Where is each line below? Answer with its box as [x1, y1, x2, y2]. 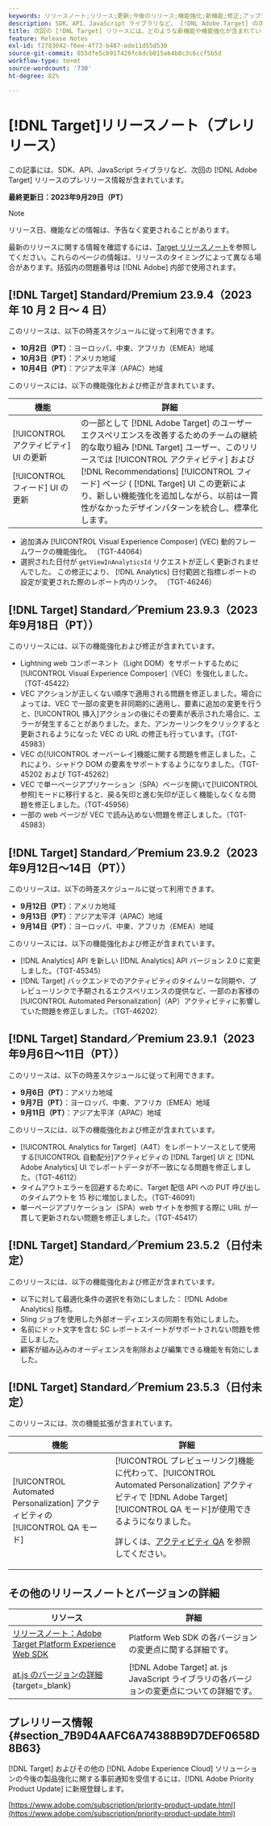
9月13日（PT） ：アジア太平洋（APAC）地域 [19, 911, 163, 921]
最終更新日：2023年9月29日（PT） [8, 191, 127, 202]
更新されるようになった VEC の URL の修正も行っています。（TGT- [19, 729, 239, 739]
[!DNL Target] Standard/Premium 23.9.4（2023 [8, 288, 252, 301]
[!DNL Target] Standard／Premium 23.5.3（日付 [8, 1381, 252, 1395]
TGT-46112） [37, 1172, 81, 1182]
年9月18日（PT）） [8, 618, 99, 632]
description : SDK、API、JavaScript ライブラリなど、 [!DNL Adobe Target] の [8, 19, 259, 27]
